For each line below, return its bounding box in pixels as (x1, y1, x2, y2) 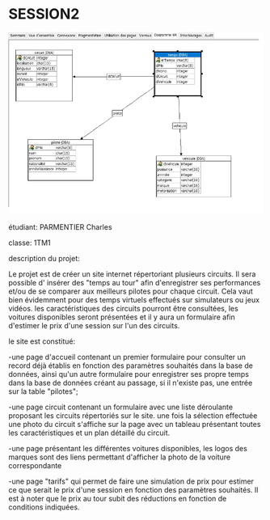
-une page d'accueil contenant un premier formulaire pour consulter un (8, 353, 247, 362)
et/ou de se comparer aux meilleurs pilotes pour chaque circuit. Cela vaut (8, 286, 253, 296)
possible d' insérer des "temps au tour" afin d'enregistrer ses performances (8, 278, 261, 288)
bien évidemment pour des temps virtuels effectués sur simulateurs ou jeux (8, 295, 260, 305)
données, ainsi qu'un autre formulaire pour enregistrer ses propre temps (8, 370, 249, 379)
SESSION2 (8, 5, 80, 23)
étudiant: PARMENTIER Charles (8, 222, 112, 232)
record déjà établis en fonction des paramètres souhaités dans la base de (8, 361, 253, 370)
